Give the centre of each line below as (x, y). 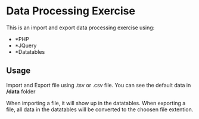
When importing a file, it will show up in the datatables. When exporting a (96, 103)
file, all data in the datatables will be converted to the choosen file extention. (100, 109)
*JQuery (26, 45)
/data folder (21, 91)
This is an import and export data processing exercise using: (80, 28)
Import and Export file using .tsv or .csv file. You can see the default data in (99, 85)
